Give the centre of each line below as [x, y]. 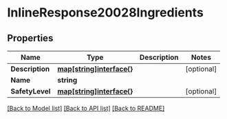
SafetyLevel [31, 91]
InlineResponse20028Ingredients [106, 13]
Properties [30, 38]
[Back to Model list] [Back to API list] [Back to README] [86, 108]
